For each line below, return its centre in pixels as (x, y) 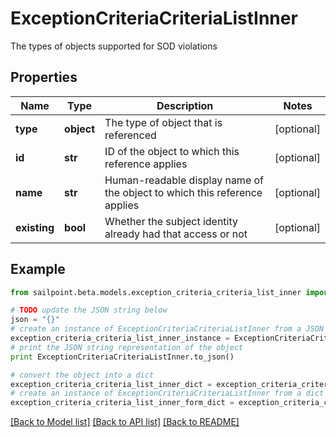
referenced (130, 135)
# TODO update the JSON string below (89, 310)
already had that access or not (176, 234)
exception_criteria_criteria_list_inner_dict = (111, 384)
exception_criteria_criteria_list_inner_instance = (120, 338)
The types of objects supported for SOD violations (114, 46)
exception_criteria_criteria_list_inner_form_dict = (122, 403)
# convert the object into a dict (82, 375)
